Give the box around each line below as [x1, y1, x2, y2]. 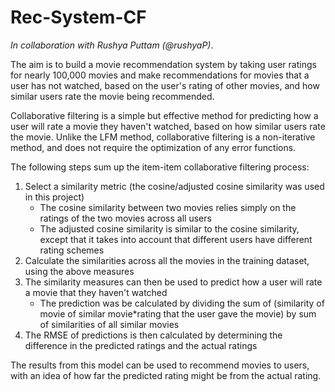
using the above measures [24, 265, 135, 277]
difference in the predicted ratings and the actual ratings [24, 339, 258, 351]
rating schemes [39, 244, 105, 256]
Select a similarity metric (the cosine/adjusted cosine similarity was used [24, 180, 325, 192]
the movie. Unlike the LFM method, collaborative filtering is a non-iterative [10, 131, 316, 143]
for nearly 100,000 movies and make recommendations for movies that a [10, 69, 310, 81]
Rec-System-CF [10, 6, 147, 29]
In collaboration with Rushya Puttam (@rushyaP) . [10, 39, 214, 51]
